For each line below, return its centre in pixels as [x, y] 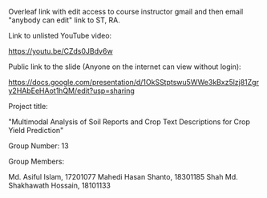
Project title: [28, 106]
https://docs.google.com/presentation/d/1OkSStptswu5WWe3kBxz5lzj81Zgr [133, 82]
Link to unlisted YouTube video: [60, 36]
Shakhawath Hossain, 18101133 [59, 185]
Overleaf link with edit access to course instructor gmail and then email [126, 12]
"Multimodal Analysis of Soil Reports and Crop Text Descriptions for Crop [129, 122]
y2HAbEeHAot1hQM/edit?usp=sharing [71, 91]
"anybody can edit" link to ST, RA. [64, 20]
